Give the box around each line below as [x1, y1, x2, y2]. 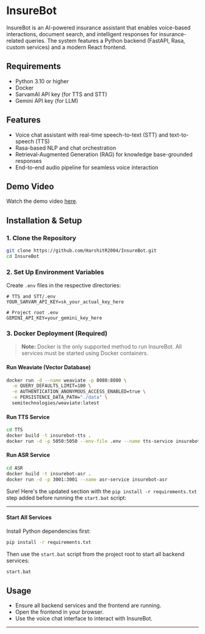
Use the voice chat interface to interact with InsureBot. [15, 615, 153, 622]
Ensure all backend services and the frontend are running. [15, 602, 162, 609]
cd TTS [6, 427, 23, 433]
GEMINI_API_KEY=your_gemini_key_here [6, 315, 103, 322]
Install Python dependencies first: [6, 527, 91, 535]
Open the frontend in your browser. [15, 608, 104, 616]
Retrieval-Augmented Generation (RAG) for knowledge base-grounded [15, 151, 193, 158]
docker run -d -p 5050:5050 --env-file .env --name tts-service [6, 438, 173, 444]
